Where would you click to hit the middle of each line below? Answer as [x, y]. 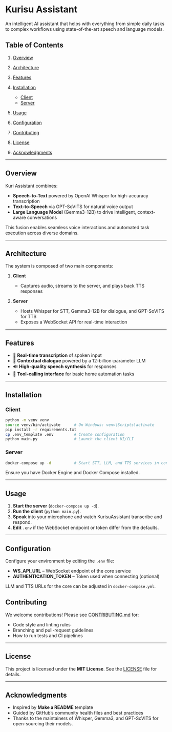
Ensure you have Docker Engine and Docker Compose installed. [72, 473]
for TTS [28, 317]
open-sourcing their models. [43, 724]
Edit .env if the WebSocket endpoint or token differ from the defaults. [86, 528]
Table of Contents [35, 45]
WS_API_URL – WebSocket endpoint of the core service [72, 571]
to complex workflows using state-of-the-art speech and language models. [85, 29]
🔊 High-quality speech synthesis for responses [64, 367]
